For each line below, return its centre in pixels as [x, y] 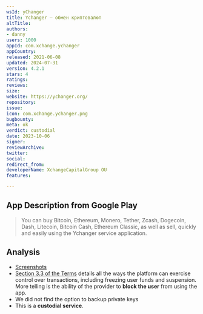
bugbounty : [20, 119]
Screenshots [31, 267]
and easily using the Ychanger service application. [84, 233]
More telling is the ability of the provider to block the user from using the [106, 286]
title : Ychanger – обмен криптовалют [54, 18]
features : [19, 176]
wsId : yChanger [25, 12]
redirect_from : [25, 165]
